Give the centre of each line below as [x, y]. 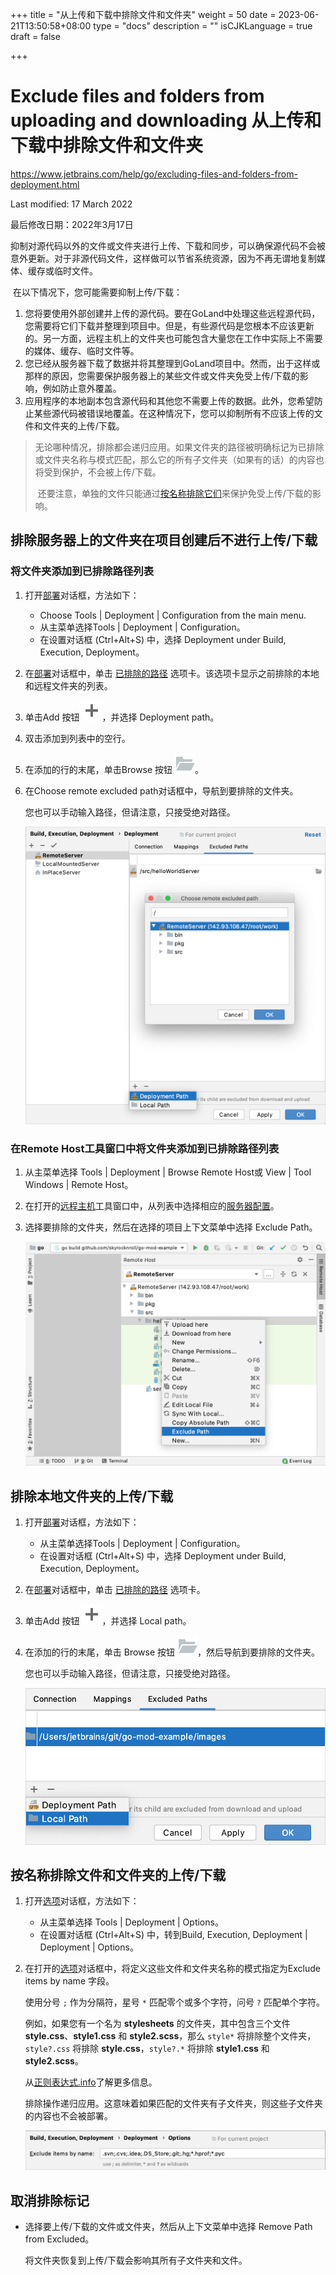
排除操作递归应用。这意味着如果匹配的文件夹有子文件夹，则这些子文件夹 [173, 2104]
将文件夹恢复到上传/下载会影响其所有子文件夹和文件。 [136, 2260]
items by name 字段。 [69, 1981]
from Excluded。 [59, 2239]
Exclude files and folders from [137, 96]
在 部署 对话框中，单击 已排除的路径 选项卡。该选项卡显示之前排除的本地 [172, 673]
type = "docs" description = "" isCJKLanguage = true [203, 26]
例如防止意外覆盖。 [82, 388]
